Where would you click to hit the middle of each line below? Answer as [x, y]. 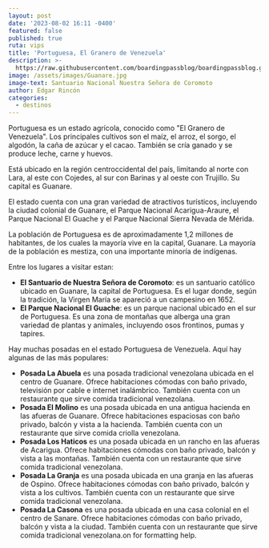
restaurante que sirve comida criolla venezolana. [100, 433]
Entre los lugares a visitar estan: [61, 267]
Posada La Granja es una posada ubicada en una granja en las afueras [137, 476]
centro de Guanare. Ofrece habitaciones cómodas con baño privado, [133, 382]
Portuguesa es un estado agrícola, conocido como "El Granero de [117, 128]
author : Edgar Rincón [44, 90]
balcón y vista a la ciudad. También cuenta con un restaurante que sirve [139, 527]
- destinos [34, 105]
